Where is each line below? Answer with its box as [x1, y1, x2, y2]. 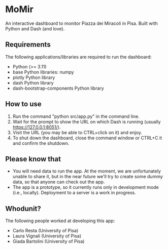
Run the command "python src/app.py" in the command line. [12, 113, 140, 119]
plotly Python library [12, 74, 55, 80]
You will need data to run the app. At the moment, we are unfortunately [12, 168, 161, 174]
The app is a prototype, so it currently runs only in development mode [12, 184, 159, 190]
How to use [5, 100, 42, 108]
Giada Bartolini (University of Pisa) [12, 238, 85, 244]
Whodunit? [5, 204, 42, 213]
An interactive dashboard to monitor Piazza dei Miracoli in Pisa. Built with [5, 20, 158, 26]
